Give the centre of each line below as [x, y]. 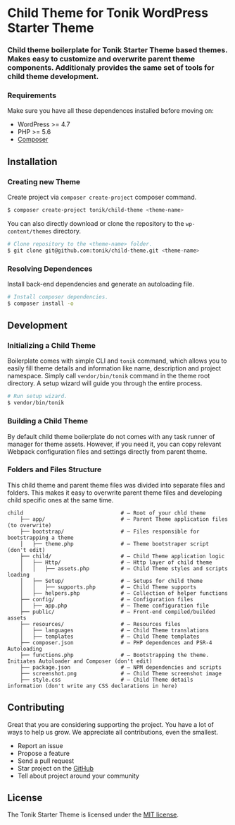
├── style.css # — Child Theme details [107, 680]
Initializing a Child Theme [52, 346]
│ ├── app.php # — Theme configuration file [115, 606]
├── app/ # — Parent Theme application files [124, 519]
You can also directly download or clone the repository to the [96, 223]
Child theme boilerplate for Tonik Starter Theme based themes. [118, 50]
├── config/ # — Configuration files [107, 599]
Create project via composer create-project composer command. [102, 197]
